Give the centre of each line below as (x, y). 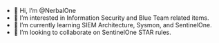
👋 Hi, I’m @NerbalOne (45, 11)
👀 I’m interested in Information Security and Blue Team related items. (111, 18)
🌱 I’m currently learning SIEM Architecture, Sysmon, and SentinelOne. (113, 25)
